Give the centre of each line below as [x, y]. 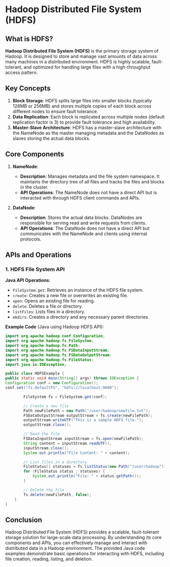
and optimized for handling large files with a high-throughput [87, 67]
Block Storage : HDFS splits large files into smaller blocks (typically [82, 100]
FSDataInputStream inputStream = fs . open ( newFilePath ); [83, 439]
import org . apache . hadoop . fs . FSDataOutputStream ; [59, 355]
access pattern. [22, 72]
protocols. [31, 239]
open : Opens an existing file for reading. [54, 301]
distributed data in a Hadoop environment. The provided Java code [75, 548]
